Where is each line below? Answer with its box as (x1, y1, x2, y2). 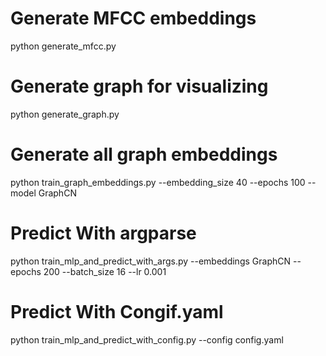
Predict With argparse (10, 222, 197, 244)
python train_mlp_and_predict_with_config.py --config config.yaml (10, 333, 284, 346)
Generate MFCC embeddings (10, 7, 257, 30)
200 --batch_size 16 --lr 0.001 (43, 265, 167, 277)
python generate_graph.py (10, 108, 120, 120)
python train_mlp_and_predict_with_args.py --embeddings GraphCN (10, 255, 291, 267)
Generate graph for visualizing (10, 75, 269, 98)
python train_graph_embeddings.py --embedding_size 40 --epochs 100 (10, 176, 306, 188)
